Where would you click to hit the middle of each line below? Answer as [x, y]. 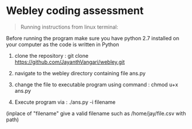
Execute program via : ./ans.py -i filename [65, 102]
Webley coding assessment [75, 11]
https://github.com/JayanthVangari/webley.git [70, 62]
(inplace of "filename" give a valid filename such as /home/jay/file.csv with [96, 113]
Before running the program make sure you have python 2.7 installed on [93, 38]
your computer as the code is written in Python [63, 44]
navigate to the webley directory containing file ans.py [80, 73]
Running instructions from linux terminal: [69, 27]
